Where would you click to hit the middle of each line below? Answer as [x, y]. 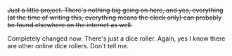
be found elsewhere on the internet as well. [70, 25]
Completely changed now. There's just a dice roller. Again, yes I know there [116, 38]
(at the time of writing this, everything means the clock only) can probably [115, 17]
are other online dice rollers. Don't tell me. [68, 46]
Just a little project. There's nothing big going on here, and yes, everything [115, 10]
